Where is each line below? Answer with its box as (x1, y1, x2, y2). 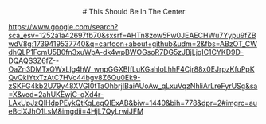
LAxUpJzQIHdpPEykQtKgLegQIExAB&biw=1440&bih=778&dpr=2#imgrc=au (8, 99, 257, 107)
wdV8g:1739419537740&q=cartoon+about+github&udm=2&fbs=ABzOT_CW (8, 39, 257, 48)
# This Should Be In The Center (82, 7, 186, 16)
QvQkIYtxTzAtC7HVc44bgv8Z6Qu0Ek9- (8, 73, 141, 82)
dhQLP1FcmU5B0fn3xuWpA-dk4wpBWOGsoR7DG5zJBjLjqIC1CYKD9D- (8, 48, 244, 56)
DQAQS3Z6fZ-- (8, 56, 60, 65)
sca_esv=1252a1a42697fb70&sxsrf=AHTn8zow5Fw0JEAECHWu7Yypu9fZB (8, 31, 256, 40)
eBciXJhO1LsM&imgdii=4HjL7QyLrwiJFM (8, 107, 144, 116)
